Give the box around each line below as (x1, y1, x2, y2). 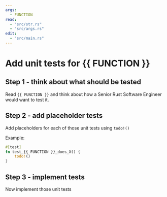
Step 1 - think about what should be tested (5, 78, 141, 86)
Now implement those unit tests (5, 186, 72, 192)
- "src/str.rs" (10, 21, 42, 27)
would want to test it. (5, 96, 49, 103)
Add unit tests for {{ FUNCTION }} (5, 58, 151, 69)
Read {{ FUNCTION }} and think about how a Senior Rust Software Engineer (5, 91, 162, 97)
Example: (5, 135, 25, 141)
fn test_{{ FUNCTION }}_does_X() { (5, 149, 81, 154)
